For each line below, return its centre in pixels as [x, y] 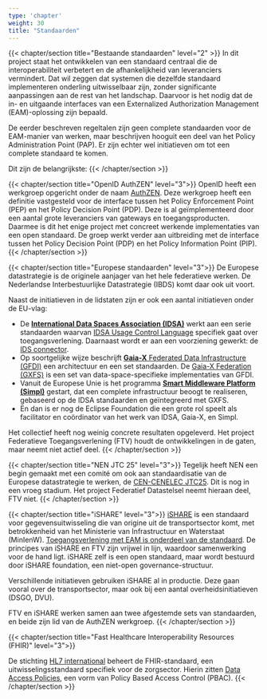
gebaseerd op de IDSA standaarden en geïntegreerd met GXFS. [124, 401]
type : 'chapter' [35, 16]
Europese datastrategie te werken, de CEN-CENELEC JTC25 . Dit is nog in [129, 482]
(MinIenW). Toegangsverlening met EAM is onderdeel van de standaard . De [132, 540]
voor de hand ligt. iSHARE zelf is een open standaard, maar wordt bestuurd [132, 557]
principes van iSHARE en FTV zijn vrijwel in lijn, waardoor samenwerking [128, 548]
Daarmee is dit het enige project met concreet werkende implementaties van [134, 227]
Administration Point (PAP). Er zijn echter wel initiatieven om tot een [119, 145]
